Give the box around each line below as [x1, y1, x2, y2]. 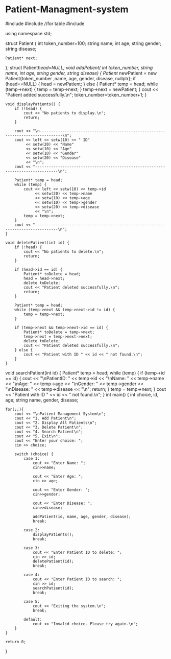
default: [23, 617, 42, 622]
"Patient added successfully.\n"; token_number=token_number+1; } [5, 91, 147, 98]
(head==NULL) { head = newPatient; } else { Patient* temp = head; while [5, 81, 158, 87]
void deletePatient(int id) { [5, 240, 70, 245]
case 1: [23, 456, 40, 461]
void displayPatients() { [5, 101, 60, 107]
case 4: [23, 572, 40, 577]
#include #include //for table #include [5, 20, 85, 27]
